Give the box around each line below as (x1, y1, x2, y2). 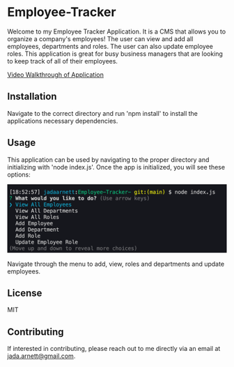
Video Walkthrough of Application (7, 70, 104, 79)
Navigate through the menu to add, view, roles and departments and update (7, 260, 225, 268)
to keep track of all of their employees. (7, 57, 118, 65)
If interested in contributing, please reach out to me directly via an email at (7, 345, 221, 353)
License (7, 287, 42, 299)
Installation (7, 91, 57, 103)
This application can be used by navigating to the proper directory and (7, 155, 210, 164)
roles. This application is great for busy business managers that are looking (7, 50, 223, 58)
